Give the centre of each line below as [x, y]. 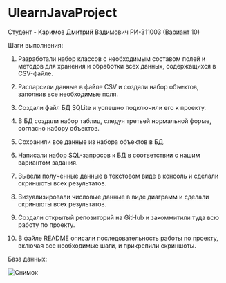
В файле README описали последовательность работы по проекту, [118, 238]
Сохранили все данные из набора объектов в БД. [91, 141]
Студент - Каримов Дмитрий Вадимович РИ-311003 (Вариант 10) [104, 32]
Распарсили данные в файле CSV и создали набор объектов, [108, 86]
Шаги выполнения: [36, 45]
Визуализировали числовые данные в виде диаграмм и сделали [113, 197]
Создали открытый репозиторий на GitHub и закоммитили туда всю [119, 217]
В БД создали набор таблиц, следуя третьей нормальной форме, [114, 121]
